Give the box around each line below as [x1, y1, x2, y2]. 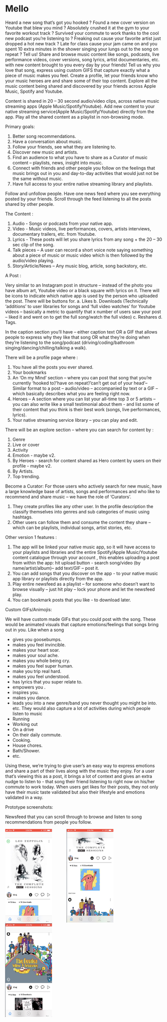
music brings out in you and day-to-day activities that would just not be [12, 170, 159, 176]
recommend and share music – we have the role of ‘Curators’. [5, 494, 131, 500]
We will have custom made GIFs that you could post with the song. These [5, 616, 156, 622]
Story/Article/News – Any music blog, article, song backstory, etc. [12, 263, 148, 269]
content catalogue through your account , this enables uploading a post [12, 554, 160, 560]
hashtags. [12, 514, 33, 520]
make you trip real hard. [12, 668, 61, 674]
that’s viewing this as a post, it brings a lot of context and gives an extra [5, 773, 153, 779]
